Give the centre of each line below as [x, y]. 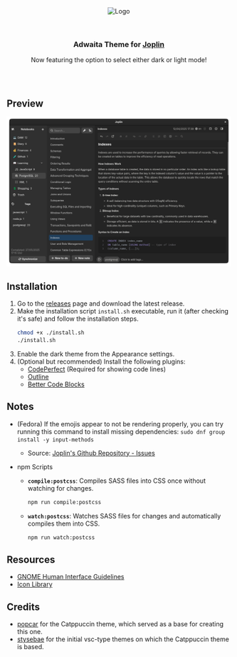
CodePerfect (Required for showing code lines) [97, 369]
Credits [23, 607]
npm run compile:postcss [64, 502]
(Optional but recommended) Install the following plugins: [101, 361]
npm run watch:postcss [61, 537]
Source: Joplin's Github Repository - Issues [91, 453]
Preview [25, 103]
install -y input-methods [55, 440]
